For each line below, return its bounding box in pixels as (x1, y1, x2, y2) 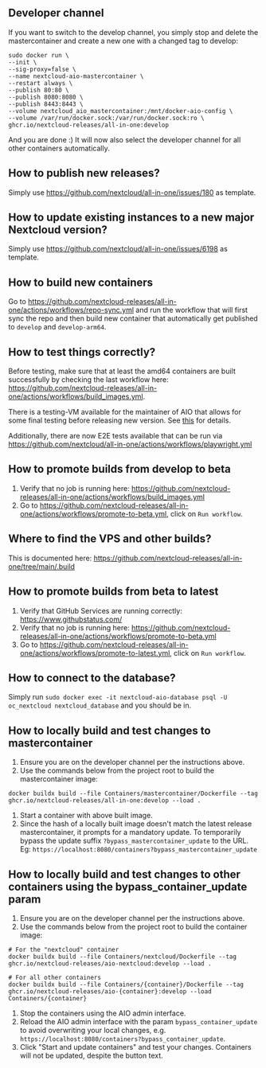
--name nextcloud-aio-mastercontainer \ (8, 72, 145, 80)
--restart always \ (8, 79, 73, 87)
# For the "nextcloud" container (8, 945, 119, 953)
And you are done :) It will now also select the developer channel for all (8, 134, 241, 144)
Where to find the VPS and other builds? (8, 532, 212, 546)
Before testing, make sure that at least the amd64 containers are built (8, 366, 237, 376)
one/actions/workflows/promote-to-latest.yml (19, 648, 170, 657)
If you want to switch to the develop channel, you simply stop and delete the (8, 27, 259, 37)
